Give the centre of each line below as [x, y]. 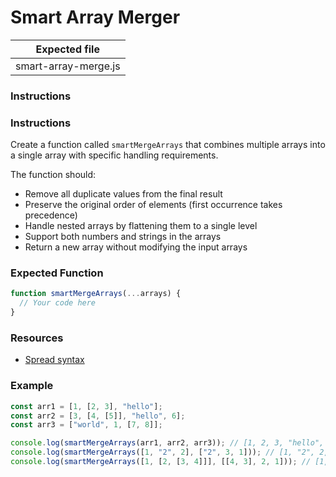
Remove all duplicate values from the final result [123, 194]
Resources [37, 338]
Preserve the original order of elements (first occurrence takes [153, 205]
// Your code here [58, 303]
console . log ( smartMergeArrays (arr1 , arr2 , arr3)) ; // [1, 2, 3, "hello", [167, 443]
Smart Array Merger [95, 17]
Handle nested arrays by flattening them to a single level [141, 226]
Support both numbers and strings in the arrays [123, 237]
